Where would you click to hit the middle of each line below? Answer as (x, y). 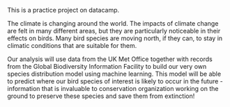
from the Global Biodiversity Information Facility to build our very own (107, 66)
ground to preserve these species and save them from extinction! (101, 96)
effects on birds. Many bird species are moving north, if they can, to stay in (115, 38)
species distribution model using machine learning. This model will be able (114, 74)
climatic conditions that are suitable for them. (72, 46)
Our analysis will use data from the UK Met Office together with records (110, 59)
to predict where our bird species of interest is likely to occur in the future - (115, 81)
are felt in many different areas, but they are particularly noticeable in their (114, 31)
